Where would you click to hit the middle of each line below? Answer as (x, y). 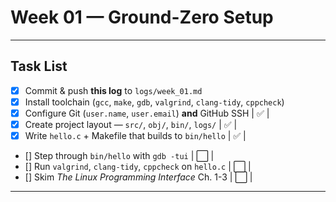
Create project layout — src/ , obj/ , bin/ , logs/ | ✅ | (131, 124)
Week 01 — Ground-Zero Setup (142, 17)
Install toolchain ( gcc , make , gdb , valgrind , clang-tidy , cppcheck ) (154, 102)
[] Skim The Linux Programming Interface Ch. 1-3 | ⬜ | (138, 177)
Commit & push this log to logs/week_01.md (113, 90)
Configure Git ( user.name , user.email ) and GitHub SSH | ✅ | (147, 113)
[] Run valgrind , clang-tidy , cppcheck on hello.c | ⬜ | (138, 167)
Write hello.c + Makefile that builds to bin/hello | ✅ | (135, 135)
